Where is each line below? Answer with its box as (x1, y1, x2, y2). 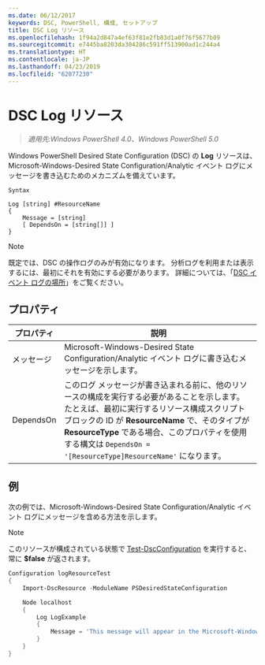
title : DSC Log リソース (8, 26, 85, 34)
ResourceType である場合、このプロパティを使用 (64, 427, 247, 438)
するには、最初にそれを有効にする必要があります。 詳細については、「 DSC (8, 267, 248, 277)
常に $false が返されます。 (8, 554, 95, 563)
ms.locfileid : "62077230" (8, 70, 93, 78)
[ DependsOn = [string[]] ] (22, 221, 114, 228)
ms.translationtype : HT (8, 48, 87, 56)
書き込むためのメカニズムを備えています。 (42, 170, 180, 180)
